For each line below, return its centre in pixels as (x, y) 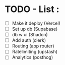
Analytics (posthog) (32, 57)
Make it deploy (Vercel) (36, 23)
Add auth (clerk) (29, 40)
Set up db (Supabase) (35, 29)
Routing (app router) (33, 46)
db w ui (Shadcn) (30, 35)
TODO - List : (32, 9)
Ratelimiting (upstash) (35, 52)
